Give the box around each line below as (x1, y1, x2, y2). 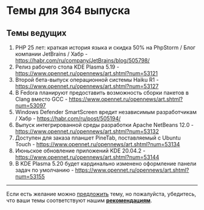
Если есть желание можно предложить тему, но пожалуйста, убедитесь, (6, 191, 196, 197)
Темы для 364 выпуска (6, 4, 131, 18)
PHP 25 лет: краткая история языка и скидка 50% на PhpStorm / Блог (15, 44, 196, 51)
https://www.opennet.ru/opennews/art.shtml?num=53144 (15, 154, 160, 161)
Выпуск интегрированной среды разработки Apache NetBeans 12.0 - (15, 121, 194, 128)
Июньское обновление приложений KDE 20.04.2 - (15, 147, 146, 154)
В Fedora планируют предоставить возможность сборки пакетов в (15, 89, 189, 96)
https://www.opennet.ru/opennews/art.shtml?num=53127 (15, 83, 159, 90)
